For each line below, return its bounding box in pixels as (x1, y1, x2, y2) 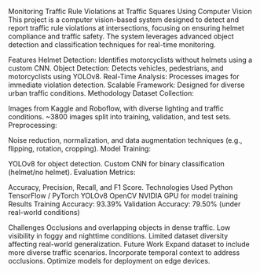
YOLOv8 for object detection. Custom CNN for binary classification (8, 159, 225, 168)
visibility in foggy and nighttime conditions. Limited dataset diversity (8, 231, 229, 240)
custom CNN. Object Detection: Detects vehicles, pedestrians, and (8, 64, 224, 73)
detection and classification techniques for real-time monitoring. (8, 40, 216, 49)
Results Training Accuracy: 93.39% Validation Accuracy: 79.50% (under (8, 199, 241, 209)
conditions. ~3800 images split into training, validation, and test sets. (8, 112, 232, 121)
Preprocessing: (8, 121, 57, 129)
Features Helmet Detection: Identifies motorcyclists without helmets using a (8, 55, 253, 64)
